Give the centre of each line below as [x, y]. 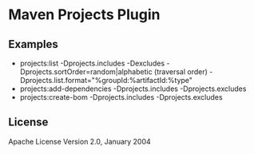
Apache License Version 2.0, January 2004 [80, 141]
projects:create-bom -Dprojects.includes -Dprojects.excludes [121, 97]
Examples [33, 44]
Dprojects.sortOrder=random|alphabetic [86, 72]
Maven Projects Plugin [84, 15]
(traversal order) [181, 72]
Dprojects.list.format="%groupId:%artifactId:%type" [106, 80]
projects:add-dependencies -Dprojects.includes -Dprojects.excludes [133, 89]
